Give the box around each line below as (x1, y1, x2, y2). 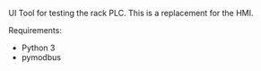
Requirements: (8, 25, 62, 35)
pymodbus (21, 52, 62, 62)
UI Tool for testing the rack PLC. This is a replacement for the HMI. (8, 8, 254, 18)
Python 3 (21, 42, 56, 53)
